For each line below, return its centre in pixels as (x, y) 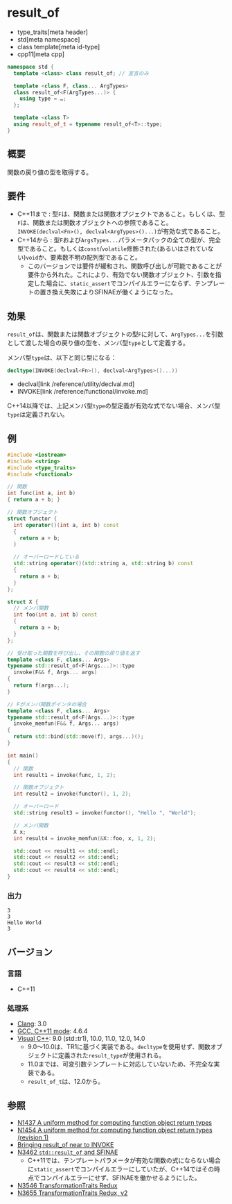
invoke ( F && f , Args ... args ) (55, 672)
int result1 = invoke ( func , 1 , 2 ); (65, 775)
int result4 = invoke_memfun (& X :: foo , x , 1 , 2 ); (85, 838)
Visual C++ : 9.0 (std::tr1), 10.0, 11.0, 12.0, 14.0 (81, 1039)
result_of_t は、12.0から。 (66, 1082)
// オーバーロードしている (46, 557)
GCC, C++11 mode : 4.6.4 (52, 1031)
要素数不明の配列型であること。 (96, 258)
